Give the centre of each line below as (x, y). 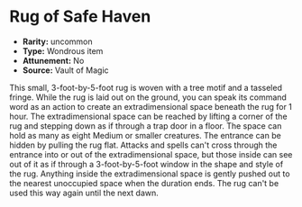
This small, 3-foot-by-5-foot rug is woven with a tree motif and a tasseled (146, 87)
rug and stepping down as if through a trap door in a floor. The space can (146, 126)
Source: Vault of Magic (66, 70)
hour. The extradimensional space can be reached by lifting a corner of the (148, 116)
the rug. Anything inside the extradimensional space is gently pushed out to (150, 174)
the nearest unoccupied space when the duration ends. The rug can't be (144, 183)
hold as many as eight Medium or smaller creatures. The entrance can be (145, 135)
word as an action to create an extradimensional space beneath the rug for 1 (151, 106)
